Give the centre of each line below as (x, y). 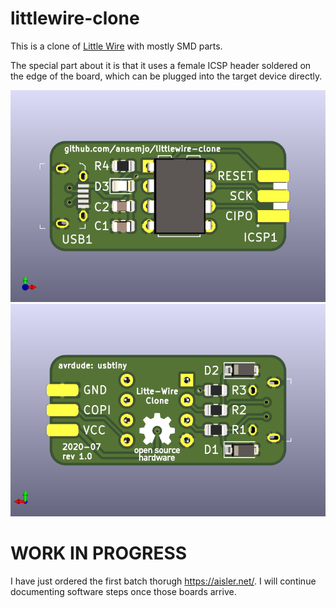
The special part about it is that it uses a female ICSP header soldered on (161, 65)
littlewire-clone (75, 18)
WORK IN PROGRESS (99, 553)
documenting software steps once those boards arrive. (123, 591)
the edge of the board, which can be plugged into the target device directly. (166, 76)
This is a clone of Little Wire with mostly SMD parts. (116, 46)
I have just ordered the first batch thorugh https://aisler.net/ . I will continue (163, 581)
